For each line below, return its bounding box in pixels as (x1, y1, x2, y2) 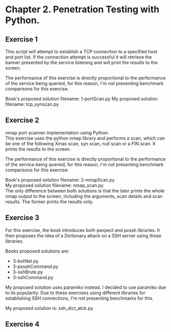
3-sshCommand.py (12, 274, 54, 280)
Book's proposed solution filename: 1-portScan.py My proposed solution (5, 96, 158, 102)
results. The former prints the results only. (5, 199, 93, 205)
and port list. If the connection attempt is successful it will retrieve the (5, 54, 152, 60)
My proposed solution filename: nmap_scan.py (5, 182, 104, 188)
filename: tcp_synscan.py (5, 101, 59, 107)
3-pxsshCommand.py (12, 263, 59, 269)
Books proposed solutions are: (5, 248, 70, 254)
